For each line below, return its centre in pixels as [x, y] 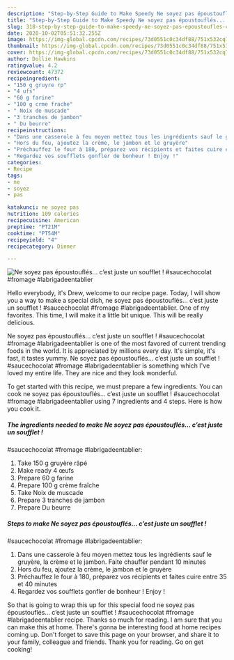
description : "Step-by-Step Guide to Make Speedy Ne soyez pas [101, 14]
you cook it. [24, 409]
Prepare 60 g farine [45, 478]
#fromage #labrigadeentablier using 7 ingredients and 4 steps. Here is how [115, 402]
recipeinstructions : [37, 130]
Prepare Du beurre [44, 508]
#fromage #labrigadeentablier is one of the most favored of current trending [117, 344]
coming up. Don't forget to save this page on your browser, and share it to [113, 635]
